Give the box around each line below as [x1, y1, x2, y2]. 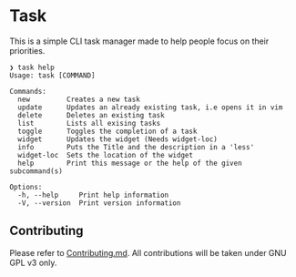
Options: [9, 182, 43, 191]
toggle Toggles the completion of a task [17, 127, 198, 136]
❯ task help [9, 63, 55, 72]
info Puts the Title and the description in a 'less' [17, 142, 255, 151]
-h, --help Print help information [17, 190, 169, 200]
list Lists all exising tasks [17, 118, 161, 128]
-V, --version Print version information [17, 198, 181, 208]
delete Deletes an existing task [17, 110, 166, 119]
